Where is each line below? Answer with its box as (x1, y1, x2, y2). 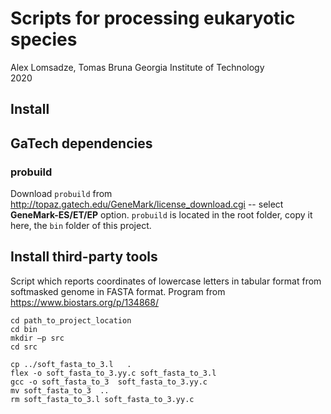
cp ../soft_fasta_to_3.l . (10, 359, 132, 369)
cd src (10, 342, 38, 352)
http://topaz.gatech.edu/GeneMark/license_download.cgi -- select (10, 198, 284, 211)
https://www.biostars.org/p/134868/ (10, 296, 159, 308)
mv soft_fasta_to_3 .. (10, 385, 110, 396)
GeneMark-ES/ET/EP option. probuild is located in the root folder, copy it (10, 209, 313, 221)
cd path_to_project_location (10, 315, 132, 326)
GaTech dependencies (10, 135, 153, 152)
